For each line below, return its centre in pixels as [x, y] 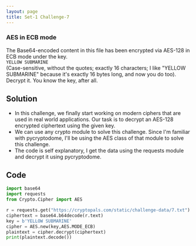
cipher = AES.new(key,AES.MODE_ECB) [51, 227]
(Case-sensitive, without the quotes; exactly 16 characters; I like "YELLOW [96, 68]
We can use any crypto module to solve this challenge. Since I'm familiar [102, 132]
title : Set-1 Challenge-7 [38, 17]
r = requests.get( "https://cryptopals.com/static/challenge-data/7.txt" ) [98, 210]
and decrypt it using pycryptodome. [58, 157]
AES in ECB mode [31, 38]
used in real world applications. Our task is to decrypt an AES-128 [94, 119]
